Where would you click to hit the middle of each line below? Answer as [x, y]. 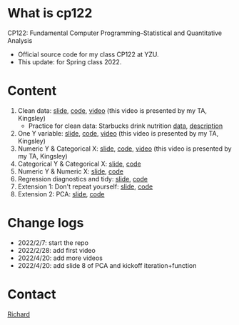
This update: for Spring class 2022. [70, 61]
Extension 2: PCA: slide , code [61, 194]
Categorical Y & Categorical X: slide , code [79, 164]
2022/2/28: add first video [57, 250]
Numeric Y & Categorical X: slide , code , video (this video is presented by [124, 149]
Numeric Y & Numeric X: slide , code [70, 171]
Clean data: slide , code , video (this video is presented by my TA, [112, 110]
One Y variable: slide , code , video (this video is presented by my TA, [118, 133]
